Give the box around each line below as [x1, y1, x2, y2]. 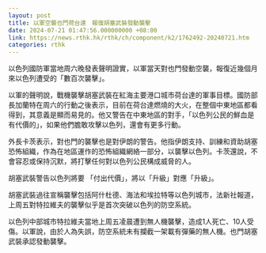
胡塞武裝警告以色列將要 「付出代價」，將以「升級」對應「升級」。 [8, 173, 218, 183]
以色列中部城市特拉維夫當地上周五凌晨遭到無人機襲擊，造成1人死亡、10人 [8, 217, 248, 226]
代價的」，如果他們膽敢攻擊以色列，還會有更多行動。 [14, 120, 185, 130]
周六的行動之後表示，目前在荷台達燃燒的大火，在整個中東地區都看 [42, 100, 258, 110]
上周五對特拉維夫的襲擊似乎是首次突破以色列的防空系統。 [8, 200, 196, 210]
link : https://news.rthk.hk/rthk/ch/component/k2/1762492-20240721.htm [8, 33, 249, 42]
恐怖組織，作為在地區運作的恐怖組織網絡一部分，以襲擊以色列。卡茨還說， [8, 147, 251, 157]
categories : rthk [8, 41, 66, 49]
